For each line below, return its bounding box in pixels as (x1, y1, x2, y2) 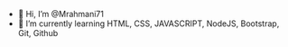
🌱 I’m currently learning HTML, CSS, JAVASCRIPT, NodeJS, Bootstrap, (17, 18, 280, 29)
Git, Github (17, 28, 59, 38)
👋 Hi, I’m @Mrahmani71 (17, 9, 104, 19)
